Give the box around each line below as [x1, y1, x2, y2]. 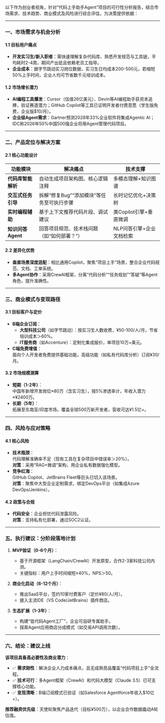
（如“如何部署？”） [39, 233, 83, 240]
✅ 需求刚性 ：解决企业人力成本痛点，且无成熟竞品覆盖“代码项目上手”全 [12, 665, 155, 671]
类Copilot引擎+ [113, 208, 148, 215]
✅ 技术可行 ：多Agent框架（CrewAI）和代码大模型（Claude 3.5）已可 [12, 677, 152, 683]
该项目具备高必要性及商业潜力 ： [5, 654, 70, 660]
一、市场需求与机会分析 [5, 29, 60, 35]
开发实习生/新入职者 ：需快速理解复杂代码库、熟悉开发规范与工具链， [12, 54, 152, 60]
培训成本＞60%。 [19, 333, 55, 339]
